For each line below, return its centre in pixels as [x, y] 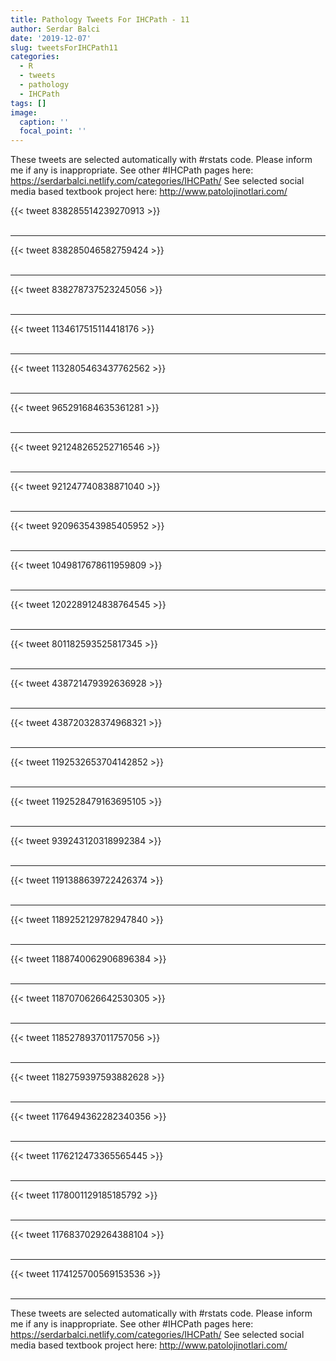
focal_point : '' [53, 131]
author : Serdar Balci [55, 29]
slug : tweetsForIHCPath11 [64, 47]
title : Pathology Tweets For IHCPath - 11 [100, 19]
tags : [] [28, 103]
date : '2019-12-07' [51, 38]
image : [24, 112]
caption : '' [44, 122]
